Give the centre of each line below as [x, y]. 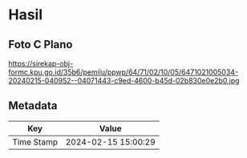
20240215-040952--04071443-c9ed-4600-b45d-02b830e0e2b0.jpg [124, 81]
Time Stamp [35, 142]
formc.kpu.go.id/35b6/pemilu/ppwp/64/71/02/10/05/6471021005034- [123, 72]
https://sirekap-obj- [41, 63]
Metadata [33, 106]
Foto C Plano [40, 45]
